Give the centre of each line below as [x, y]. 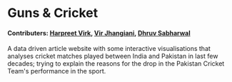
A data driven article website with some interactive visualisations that [109, 49]
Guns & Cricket [53, 13]
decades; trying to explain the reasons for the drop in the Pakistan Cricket [116, 64]
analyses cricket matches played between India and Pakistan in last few [113, 56]
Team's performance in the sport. [57, 71]
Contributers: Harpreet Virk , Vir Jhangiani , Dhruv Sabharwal [99, 33]
